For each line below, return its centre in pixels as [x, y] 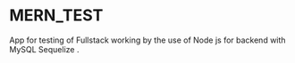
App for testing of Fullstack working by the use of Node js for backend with [147, 40]
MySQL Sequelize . [44, 49]
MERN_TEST [56, 16]
